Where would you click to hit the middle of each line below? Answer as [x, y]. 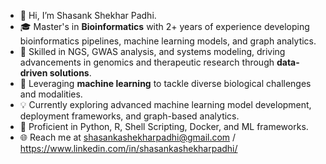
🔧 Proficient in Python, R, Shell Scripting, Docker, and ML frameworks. [164, 126]
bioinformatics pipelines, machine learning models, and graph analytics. [168, 41]
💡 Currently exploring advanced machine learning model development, [165, 104]
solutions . [70, 73]
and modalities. [51, 94]
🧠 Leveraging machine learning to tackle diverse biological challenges [165, 83]
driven [33, 73]
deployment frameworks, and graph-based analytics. [129, 116]
